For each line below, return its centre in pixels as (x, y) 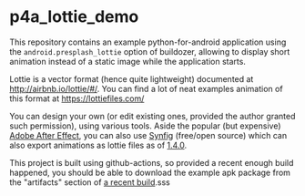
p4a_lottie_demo (74, 17)
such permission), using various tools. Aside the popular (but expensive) (145, 126)
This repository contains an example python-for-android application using (148, 42)
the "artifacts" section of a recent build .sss (90, 182)
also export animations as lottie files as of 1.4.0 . (98, 145)
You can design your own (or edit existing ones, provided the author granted (152, 116)
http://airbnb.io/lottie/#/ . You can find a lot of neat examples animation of (147, 88)
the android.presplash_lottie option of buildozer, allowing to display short (150, 51)
